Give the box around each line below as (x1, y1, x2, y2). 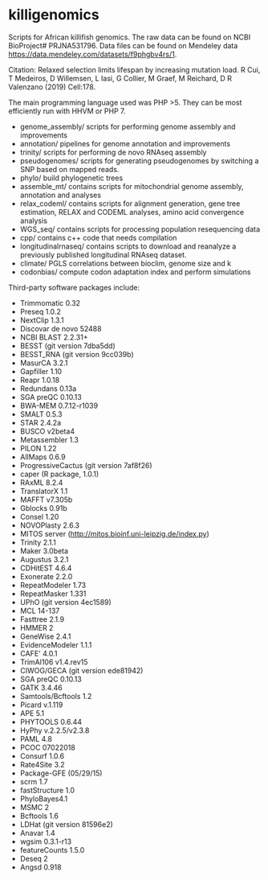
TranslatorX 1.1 (19, 486, 68, 496)
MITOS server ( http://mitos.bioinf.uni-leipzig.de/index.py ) (19, 528, 210, 538)
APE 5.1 (19, 708, 45, 718)
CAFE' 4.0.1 (19, 648, 58, 658)
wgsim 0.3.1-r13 (19, 837, 72, 846)
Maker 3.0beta (19, 545, 69, 556)
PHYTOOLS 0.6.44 (19, 717, 83, 726)
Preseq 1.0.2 (19, 306, 62, 316)
